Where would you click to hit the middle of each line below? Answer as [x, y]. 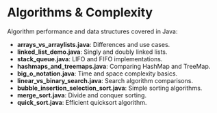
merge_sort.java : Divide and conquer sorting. [82, 95]
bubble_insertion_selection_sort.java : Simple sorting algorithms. [110, 88]
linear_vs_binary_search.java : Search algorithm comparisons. [105, 80]
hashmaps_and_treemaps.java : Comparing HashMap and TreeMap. [114, 66]
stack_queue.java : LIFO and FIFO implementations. [90, 59]
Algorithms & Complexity [80, 13]
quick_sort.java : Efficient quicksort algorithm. [82, 102]
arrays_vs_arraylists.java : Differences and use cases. [93, 44]
